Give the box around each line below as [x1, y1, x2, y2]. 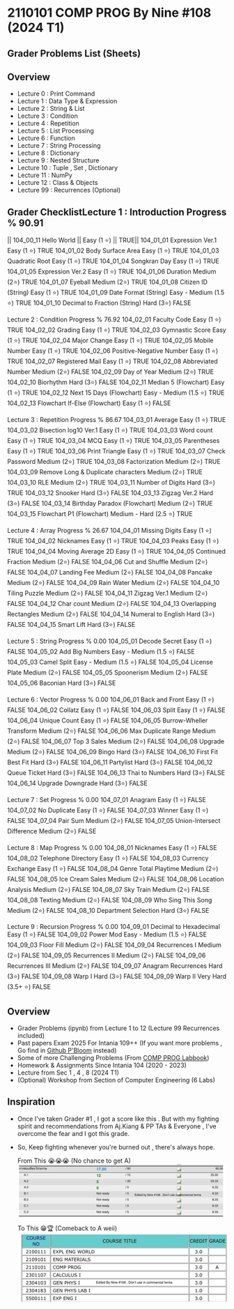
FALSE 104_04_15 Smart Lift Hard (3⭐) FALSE [7, 621, 136, 629]
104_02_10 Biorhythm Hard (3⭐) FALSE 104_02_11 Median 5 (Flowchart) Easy [7, 378, 225, 386]
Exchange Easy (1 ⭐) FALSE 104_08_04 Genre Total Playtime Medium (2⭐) [7, 865, 219, 873]
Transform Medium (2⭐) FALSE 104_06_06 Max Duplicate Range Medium [7, 727, 216, 735]
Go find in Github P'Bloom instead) [17, 1046, 117, 1054]
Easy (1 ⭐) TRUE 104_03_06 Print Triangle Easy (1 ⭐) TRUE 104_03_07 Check [7, 447, 226, 455]
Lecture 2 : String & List [17, 105, 85, 113]
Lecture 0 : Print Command [17, 89, 95, 98]
